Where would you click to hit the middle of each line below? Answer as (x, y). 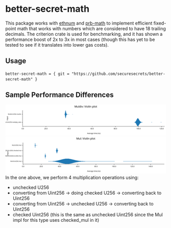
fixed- (160, 23)
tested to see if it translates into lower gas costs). (57, 45)
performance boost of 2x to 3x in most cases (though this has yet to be (80, 39)
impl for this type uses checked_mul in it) (56, 220)
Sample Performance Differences (59, 95)
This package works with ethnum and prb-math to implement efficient (79, 23)
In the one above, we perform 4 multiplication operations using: (72, 178)
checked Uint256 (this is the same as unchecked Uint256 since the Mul (88, 215)
